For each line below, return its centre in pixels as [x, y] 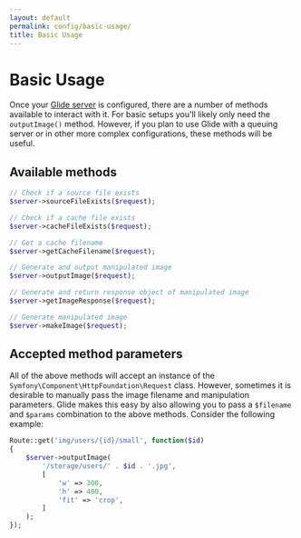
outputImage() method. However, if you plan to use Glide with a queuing [144, 125]
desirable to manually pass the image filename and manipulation [129, 395]
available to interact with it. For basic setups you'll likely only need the [140, 115]
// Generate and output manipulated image [91, 268]
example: [26, 424]
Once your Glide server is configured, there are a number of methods [139, 105]
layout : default [40, 18]
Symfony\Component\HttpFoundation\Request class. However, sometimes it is [150, 385]
